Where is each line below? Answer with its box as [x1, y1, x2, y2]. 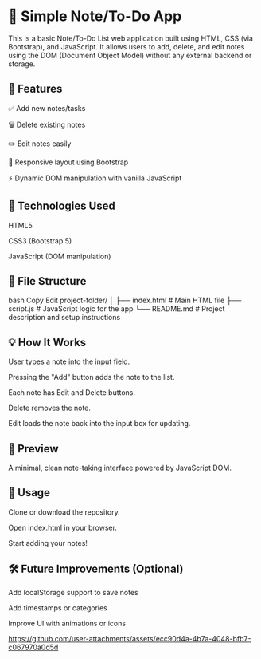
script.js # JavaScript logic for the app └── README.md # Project [8, 304, 225, 314]
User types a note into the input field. [8, 357, 130, 366]
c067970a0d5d [8, 642, 59, 652]
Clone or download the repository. [8, 507, 121, 517]
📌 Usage [8, 486, 50, 499]
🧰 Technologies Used [8, 199, 115, 213]
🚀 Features [8, 82, 63, 96]
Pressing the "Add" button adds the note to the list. [8, 373, 175, 382]
